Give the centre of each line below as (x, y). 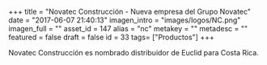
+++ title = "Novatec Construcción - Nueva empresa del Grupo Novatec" (130, 12)
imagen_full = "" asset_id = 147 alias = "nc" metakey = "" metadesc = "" (128, 28)
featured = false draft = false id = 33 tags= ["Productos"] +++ (111, 37)
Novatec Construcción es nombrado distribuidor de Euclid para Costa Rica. (133, 53)
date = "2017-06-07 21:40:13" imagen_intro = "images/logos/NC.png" (125, 20)
